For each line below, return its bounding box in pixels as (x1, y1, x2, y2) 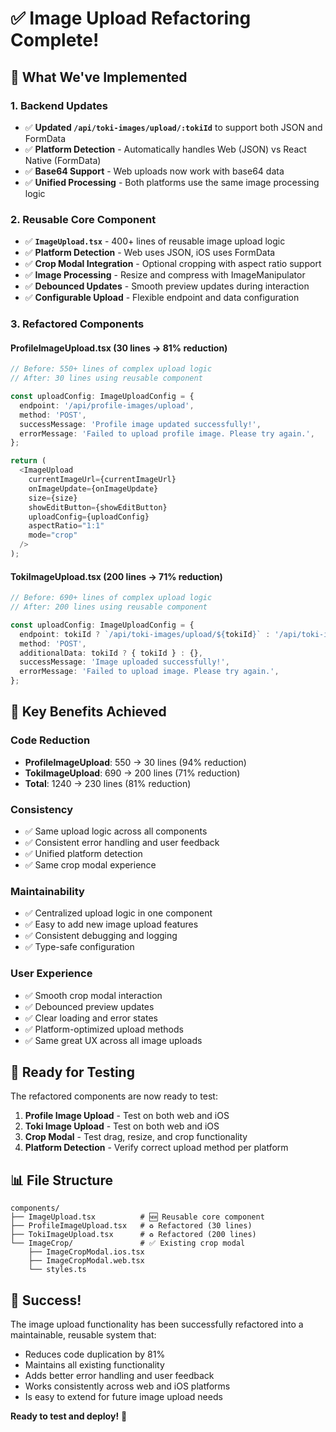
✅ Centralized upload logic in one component (24, 907, 213, 919)
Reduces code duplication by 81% (24, 1348, 166, 1361)
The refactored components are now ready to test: (10, 1090, 218, 1102)
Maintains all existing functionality (24, 1359, 165, 1371)
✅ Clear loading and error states (24, 1012, 158, 1024)
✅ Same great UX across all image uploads (24, 1034, 203, 1046)
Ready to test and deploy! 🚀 (10, 1410, 128, 1422)
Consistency (10, 802, 74, 816)
